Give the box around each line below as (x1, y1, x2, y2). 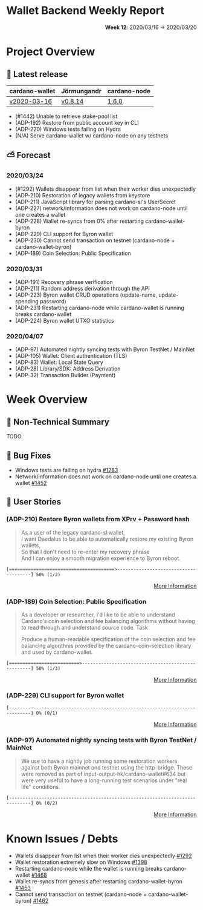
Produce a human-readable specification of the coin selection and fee (21, 636, 196, 643)
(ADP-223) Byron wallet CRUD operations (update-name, (14, 291, 158, 298)
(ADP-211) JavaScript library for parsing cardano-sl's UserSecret (14, 198, 176, 205)
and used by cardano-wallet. (21, 648, 93, 656)
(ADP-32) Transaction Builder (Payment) (14, 372, 116, 379)
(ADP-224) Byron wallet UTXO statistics (14, 317, 115, 324)
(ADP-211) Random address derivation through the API (14, 285, 150, 292)
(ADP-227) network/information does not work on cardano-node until (14, 204, 188, 212)
